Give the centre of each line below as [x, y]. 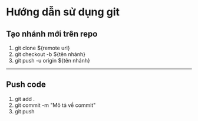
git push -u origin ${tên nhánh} [52, 60]
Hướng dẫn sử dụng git [63, 12]
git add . [25, 99]
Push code [26, 85]
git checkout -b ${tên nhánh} [50, 54]
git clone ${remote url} [42, 48]
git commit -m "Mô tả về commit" [55, 105]
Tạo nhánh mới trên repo [52, 34]
